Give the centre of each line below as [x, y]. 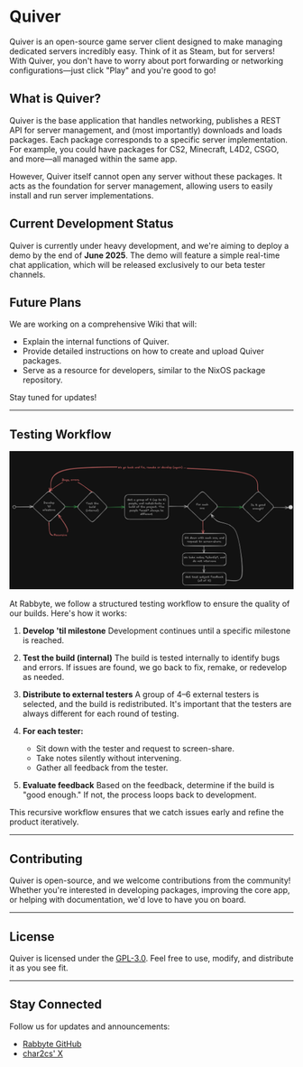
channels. [28, 274]
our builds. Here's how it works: [69, 613]
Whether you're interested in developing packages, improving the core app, [150, 890]
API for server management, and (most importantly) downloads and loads [146, 130]
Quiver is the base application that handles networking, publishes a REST [145, 120]
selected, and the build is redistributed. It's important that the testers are [157, 704]
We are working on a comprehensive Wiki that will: [103, 324]
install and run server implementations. [82, 195]
